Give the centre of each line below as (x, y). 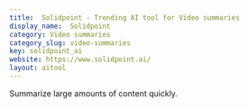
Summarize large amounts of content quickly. (94, 93)
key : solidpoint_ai (46, 51)
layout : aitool (38, 68)
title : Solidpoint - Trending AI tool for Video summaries (125, 18)
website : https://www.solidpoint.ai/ (80, 59)
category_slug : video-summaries (70, 43)
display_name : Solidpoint (60, 26)
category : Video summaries (60, 34)
